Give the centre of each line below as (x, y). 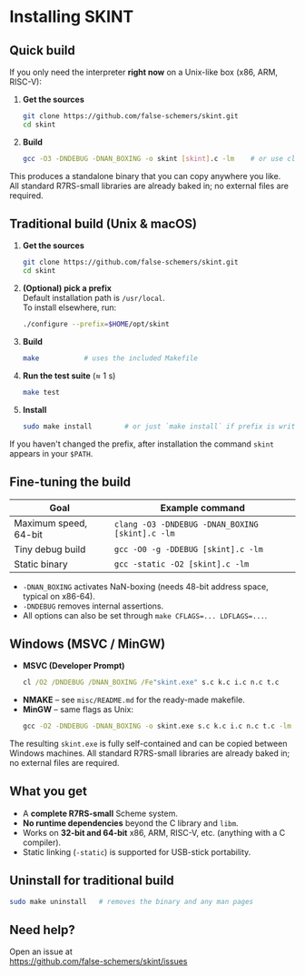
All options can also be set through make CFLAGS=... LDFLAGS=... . (145, 615)
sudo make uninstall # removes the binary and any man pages (132, 901)
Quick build (42, 50)
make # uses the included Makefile (110, 358)
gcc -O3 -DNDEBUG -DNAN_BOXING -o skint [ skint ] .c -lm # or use (153, 158)
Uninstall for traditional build (92, 881)
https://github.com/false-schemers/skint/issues (98, 961)
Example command (202, 508)
